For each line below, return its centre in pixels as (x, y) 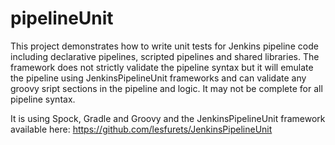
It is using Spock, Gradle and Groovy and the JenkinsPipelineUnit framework (168, 118)
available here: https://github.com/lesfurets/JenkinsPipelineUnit (141, 129)
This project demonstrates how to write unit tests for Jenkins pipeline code (164, 46)
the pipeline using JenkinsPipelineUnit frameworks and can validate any (158, 78)
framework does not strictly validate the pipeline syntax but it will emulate (162, 67)
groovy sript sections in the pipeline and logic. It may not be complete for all (166, 88)
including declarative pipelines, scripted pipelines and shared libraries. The (165, 56)
